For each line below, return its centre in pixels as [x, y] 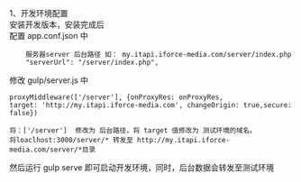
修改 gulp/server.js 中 [49, 80]
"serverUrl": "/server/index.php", [92, 62]
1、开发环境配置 [39, 13]
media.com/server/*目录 [53, 150]
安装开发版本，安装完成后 [57, 24]
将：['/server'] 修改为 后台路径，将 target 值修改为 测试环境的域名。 [133, 131]
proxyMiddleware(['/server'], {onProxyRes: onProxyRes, [116, 97]
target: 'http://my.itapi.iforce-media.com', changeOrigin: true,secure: [151, 105]
